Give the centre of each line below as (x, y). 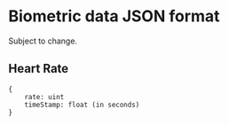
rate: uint (44, 97)
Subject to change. (43, 41)
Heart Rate (39, 69)
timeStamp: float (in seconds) (82, 105)
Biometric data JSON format (114, 16)
